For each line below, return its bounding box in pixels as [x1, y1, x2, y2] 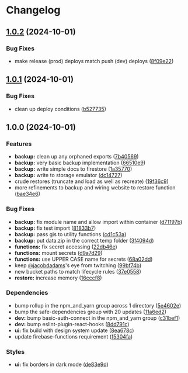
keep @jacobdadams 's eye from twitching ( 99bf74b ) [14, 261, 142, 269]
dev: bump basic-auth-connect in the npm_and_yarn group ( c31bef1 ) [14, 314, 180, 322]
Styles [6, 347, 25, 355]
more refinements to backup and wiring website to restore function [14, 184, 176, 191]
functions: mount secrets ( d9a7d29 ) [14, 249, 103, 256]
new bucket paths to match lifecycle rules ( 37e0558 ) [14, 268, 141, 275]
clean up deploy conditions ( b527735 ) [14, 105, 107, 112]
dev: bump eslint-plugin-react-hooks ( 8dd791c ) [14, 320, 130, 327]
